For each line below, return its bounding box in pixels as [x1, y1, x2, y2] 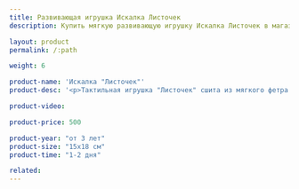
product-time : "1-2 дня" [9, 150, 101, 160]
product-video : [9, 102, 66, 111]
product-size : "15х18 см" [9, 142, 105, 151]
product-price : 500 [9, 117, 82, 127]
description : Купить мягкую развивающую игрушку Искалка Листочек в [9, 21, 269, 30]
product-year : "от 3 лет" [9, 134, 105, 143]
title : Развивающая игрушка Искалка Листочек [9, 12, 181, 22]
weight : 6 [9, 61, 46, 71]
